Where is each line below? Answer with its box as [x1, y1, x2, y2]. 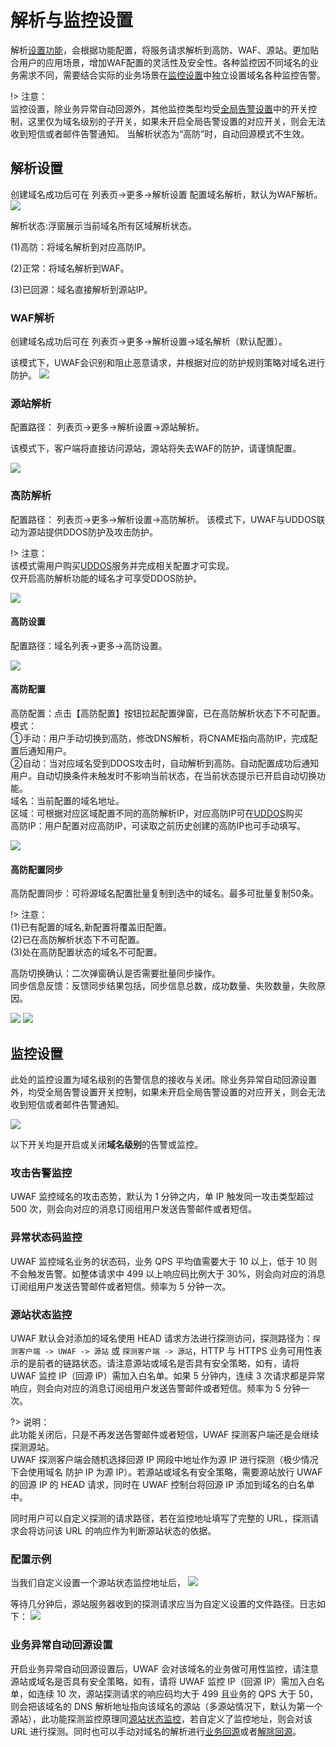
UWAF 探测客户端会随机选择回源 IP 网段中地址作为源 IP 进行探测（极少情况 [10, 1453, 319, 1465]
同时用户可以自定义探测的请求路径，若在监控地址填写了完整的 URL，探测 [10, 1512, 311, 1524]
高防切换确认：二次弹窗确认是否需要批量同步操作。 [10, 967, 221, 980]
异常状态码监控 [10, 1231, 83, 1245]
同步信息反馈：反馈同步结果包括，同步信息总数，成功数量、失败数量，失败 [10, 980, 317, 992]
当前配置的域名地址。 [36, 795, 125, 807]
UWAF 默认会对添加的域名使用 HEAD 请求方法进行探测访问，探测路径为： [10, 1332, 313, 1344]
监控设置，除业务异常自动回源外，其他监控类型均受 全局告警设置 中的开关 [10, 102, 308, 115]
